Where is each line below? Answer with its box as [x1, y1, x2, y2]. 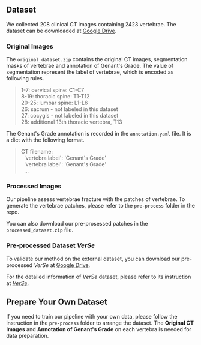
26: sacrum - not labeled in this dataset [20, 106, 118, 113]
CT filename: [20, 148, 53, 155]
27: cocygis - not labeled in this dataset [20, 112, 119, 119]
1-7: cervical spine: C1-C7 [20, 86, 85, 94]
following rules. [6, 75, 44, 82]
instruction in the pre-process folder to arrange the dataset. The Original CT [6, 319, 194, 326]
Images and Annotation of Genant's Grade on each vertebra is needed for [6, 325, 192, 332]
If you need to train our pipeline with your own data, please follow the [6, 313, 178, 320]
